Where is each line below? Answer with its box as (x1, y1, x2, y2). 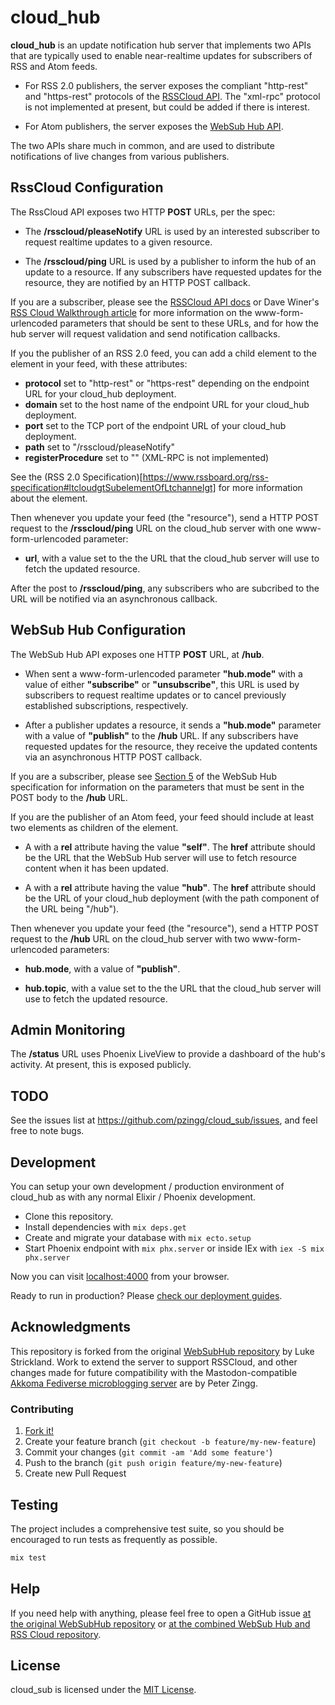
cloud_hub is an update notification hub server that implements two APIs (10, 39, 312, 51)
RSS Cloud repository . (10, 1628, 102, 1640)
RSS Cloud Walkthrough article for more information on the (10, 306, 253, 318)
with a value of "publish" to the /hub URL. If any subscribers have (24, 729, 299, 741)
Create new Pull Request (24, 1467, 127, 1480)
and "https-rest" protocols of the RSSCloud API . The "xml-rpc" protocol (24, 90, 321, 102)
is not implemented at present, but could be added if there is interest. (24, 101, 310, 113)
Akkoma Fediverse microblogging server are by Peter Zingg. (10, 1377, 258, 1389)
